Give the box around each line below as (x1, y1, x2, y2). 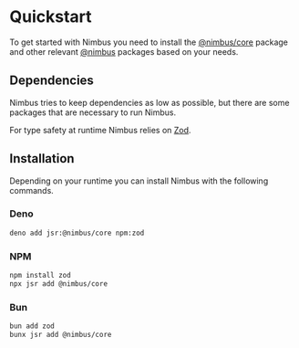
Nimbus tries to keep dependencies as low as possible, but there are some (9, 97, 290, 108)
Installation (9, 151, 75, 166)
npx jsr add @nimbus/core (9, 279, 108, 289)
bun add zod (9, 322, 55, 331)
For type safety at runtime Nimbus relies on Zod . (9, 124, 191, 135)
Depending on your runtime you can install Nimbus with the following (9, 175, 269, 186)
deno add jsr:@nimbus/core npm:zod (9, 228, 145, 237)
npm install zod (9, 271, 71, 280)
